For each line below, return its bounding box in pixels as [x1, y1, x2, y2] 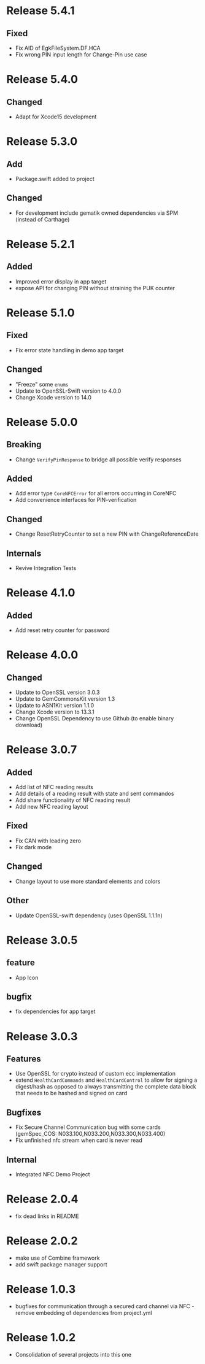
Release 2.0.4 [6, 1192, 79, 1206]
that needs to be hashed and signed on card [15, 1090, 128, 1097]
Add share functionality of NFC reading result [15, 796, 131, 804]
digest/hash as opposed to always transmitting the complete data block [15, 1083, 196, 1090]
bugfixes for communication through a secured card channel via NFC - [15, 1302, 195, 1310]
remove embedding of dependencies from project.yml [15, 1309, 152, 1316]
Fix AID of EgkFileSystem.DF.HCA [15, 44, 101, 52]
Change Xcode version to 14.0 [15, 393, 92, 401]
